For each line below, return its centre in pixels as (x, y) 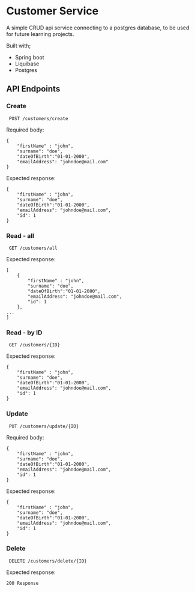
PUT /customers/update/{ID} (44, 426)
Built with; (19, 46)
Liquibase (27, 64)
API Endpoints (33, 89)
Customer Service (52, 11)
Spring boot (29, 57)
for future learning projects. (40, 34)
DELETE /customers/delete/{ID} (48, 561)
